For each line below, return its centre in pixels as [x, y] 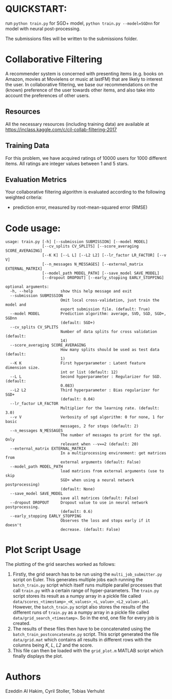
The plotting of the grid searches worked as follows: [61, 564]
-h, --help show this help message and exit [71, 291]
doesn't [14, 525]
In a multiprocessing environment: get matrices [113, 453]
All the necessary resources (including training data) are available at [77, 124]
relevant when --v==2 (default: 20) [100, 444]
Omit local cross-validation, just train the [110, 300]
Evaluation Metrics [36, 180]
